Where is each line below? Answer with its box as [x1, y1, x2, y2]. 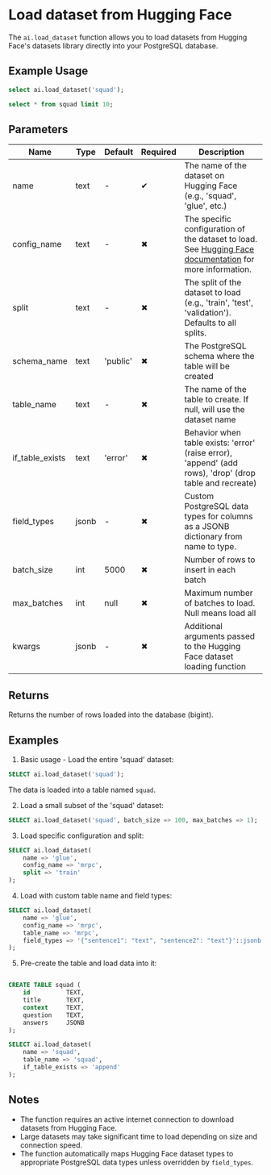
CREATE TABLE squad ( [8, 981, 81, 990]
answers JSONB [23, 1019, 85, 1027]
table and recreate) [184, 477, 257, 489]
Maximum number [184, 587, 253, 598]
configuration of [184, 223, 246, 235]
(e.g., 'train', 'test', [184, 297, 254, 308]
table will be [184, 360, 230, 372]
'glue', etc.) [184, 200, 227, 211]
